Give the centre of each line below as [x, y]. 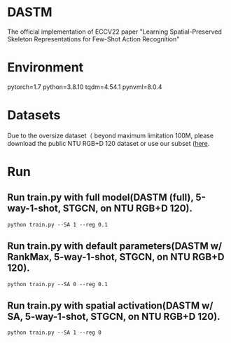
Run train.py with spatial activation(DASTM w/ [110, 306]
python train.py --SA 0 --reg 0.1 [58, 284]
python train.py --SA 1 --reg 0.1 [58, 224]
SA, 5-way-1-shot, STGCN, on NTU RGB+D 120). [114, 317]
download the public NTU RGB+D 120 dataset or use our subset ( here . [108, 143]
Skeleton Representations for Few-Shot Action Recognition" [93, 39]
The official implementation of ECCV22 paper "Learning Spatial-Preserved [114, 32]
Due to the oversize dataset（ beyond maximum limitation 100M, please [111, 135]
